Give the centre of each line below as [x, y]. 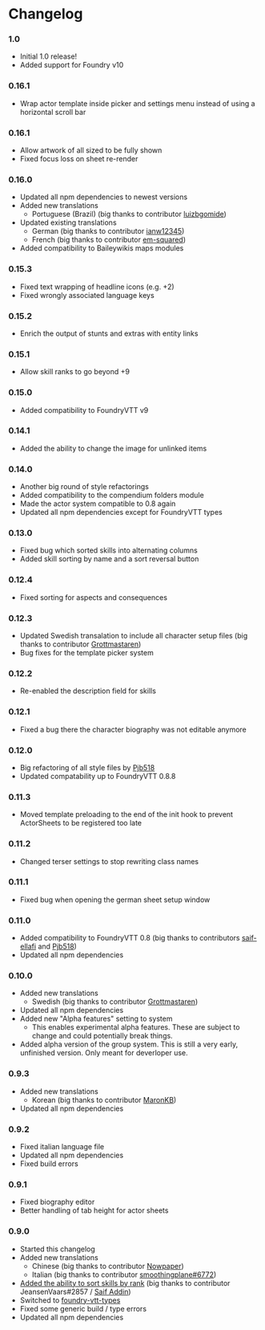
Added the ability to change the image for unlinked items [113, 448]
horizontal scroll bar [53, 112]
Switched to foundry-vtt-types [70, 1300]
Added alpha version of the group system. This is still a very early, [129, 1044]
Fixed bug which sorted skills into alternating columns [109, 550]
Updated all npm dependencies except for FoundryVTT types [121, 512]
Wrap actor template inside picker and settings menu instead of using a [137, 103]
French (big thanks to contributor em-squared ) [109, 240]
